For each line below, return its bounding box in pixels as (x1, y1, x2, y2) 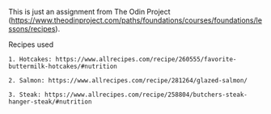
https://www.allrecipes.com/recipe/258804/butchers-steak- (44, 91, 248, 99)
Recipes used (8, 40, 54, 49)
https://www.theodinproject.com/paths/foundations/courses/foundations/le (11, 15, 263, 25)
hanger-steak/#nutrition (8, 98, 92, 106)
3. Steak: (8, 91, 42, 99)
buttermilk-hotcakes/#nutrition (8, 62, 117, 70)
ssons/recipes (8, 24, 56, 33)
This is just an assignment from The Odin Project (8, 7, 171, 16)
